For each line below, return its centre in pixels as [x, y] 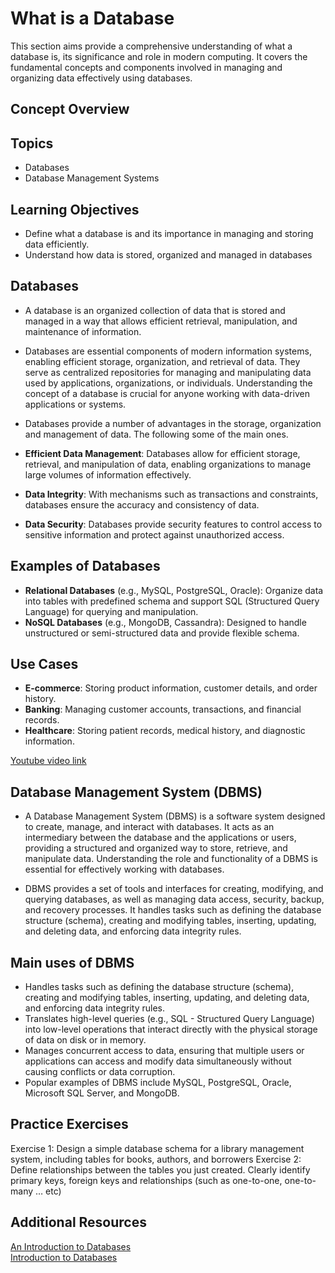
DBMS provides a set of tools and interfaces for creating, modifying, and [174, 889]
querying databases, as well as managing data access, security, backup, [174, 899]
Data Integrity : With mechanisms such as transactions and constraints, [171, 494]
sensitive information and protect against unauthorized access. [154, 534]
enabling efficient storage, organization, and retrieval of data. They [162, 361]
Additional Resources [78, 1222]
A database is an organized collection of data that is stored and [155, 310]
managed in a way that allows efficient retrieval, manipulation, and [161, 321]
